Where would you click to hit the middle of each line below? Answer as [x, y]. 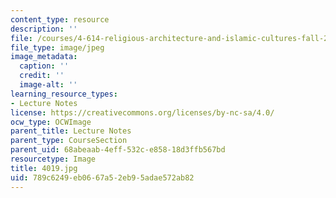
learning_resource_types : [64, 94]
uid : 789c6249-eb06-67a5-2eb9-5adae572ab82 [102, 177]
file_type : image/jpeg [57, 47]
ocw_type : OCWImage [51, 122]
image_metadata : [44, 57]
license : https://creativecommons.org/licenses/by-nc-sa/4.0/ [142, 112]
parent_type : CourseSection [69, 141]
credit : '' [42, 76]
